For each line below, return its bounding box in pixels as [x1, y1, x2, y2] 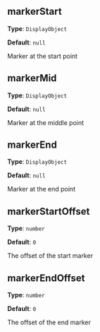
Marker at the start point [7, 52, 78, 60]
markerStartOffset [7, 205, 90, 218]
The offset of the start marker [7, 251, 94, 260]
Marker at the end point [7, 185, 76, 194]
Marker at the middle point [7, 118, 85, 126]
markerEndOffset [7, 272, 86, 284]
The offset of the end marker [7, 318, 92, 327]
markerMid [7, 72, 57, 84]
